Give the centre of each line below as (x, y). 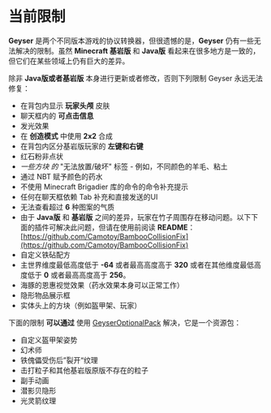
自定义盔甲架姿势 (49, 340)
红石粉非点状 (41, 156)
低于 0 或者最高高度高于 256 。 (79, 275)
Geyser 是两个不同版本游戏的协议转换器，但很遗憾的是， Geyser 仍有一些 (131, 41)
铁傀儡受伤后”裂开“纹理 (59, 360)
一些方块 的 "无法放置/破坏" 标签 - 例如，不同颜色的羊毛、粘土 (124, 166)
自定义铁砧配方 (45, 254)
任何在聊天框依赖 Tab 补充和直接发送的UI (89, 196)
